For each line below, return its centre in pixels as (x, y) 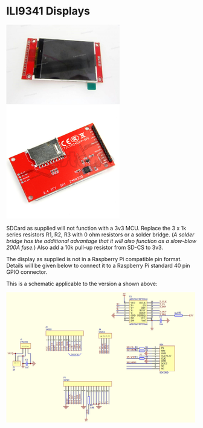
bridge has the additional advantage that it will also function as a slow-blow (101, 241)
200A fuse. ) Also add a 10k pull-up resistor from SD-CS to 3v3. (85, 248)
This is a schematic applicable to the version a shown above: (82, 284)
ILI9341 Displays (48, 11)
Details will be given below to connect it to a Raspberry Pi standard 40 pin (98, 266)
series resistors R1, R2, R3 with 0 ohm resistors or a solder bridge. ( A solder (100, 235)
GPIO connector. (27, 272)
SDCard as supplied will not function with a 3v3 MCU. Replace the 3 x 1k (96, 229)
